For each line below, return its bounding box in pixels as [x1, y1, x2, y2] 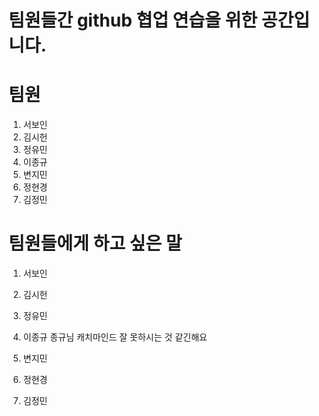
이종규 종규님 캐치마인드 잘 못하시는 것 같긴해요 [22, 331, 208, 343]
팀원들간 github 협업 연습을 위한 [8, 9, 258, 32]
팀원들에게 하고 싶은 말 [8, 232, 183, 255]
